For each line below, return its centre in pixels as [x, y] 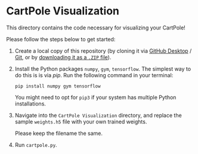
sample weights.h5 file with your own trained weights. [81, 122]
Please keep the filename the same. [59, 133]
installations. [30, 104]
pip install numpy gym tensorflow [58, 86]
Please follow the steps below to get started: [61, 39]
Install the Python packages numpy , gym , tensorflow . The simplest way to [103, 69]
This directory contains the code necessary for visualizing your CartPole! [96, 28]
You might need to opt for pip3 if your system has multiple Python [95, 97]
